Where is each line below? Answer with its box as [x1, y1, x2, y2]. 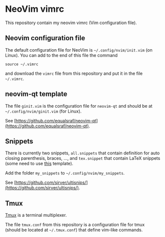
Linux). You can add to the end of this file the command [5, 52, 118, 58]
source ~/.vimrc [5, 61, 38, 67]
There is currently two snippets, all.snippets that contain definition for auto [5, 150, 160, 156]
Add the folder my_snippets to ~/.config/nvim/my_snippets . [5, 170, 125, 176]
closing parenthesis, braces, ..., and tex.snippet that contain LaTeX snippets [5, 155, 161, 161]
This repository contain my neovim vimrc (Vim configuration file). [5, 20, 137, 26]
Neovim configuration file [5, 34, 85, 42]
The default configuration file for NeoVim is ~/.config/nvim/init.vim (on [5, 47, 153, 53]
